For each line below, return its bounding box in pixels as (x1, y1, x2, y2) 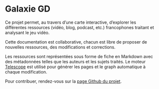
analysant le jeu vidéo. (5, 30, 50, 35)
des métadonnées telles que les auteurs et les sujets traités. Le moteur (5, 59, 146, 64)
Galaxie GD (5, 3, 51, 15)
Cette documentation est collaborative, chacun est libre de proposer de (5, 39, 147, 44)
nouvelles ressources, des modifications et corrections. (5, 44, 116, 50)
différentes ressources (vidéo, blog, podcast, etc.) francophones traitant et (5, 24, 154, 30)
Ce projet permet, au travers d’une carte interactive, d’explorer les (5, 19, 136, 25)
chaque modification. (5, 69, 47, 74)
